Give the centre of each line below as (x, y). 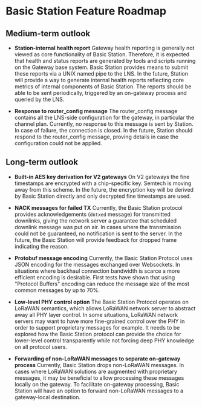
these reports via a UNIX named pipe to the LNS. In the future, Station (101, 73)
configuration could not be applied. (58, 143)
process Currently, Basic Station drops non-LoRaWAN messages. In (99, 365)
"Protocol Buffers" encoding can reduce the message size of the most (102, 284)
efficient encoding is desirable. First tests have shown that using (95, 277)
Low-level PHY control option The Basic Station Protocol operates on (101, 302)
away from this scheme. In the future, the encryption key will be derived (104, 189)
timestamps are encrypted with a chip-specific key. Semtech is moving (103, 183)
